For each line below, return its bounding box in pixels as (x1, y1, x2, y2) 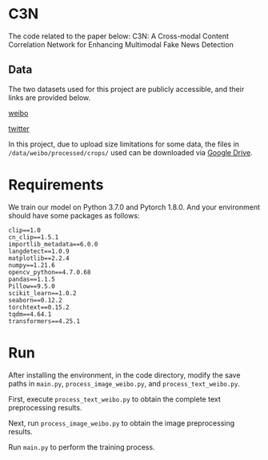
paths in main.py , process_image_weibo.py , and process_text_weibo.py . (8, 378, 240, 388)
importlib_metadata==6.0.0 (8, 240, 98, 248)
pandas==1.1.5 (8, 275, 56, 283)
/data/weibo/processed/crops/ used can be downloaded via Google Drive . (8, 147, 254, 157)
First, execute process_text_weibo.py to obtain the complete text (8, 394, 222, 404)
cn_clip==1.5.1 (8, 233, 59, 241)
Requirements (8, 175, 104, 194)
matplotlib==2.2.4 (8, 254, 70, 262)
